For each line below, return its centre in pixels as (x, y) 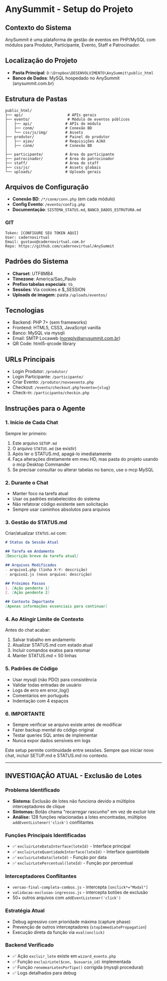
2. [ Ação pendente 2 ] (28, 593)
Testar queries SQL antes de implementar (55, 735)
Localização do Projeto (41, 61)
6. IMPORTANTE (25, 714)
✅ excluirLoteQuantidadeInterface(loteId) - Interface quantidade (81, 852)
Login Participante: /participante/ (48, 377)
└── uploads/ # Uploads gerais (53, 172)
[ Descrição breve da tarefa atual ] (42, 556)
